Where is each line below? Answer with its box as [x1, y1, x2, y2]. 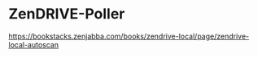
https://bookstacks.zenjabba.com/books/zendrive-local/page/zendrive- [8, 31, 250, 41]
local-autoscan [8, 39, 59, 49]
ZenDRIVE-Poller [8, 5, 125, 23]
